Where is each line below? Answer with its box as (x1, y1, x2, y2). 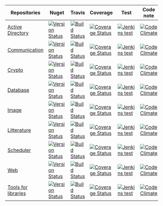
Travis (70, 9, 85, 16)
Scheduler (7, 147, 31, 154)
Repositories (10, 9, 41, 16)
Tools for (7, 184, 28, 190)
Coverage (89, 9, 113, 16)
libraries (7, 190, 26, 196)
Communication (7, 47, 44, 53)
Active (7, 24, 22, 30)
